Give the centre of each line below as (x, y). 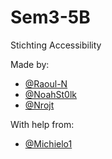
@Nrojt (39, 105)
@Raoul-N (46, 83)
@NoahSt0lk (51, 94)
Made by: (30, 64)
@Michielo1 (48, 143)
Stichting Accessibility (56, 45)
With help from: (42, 124)
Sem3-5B (50, 17)
